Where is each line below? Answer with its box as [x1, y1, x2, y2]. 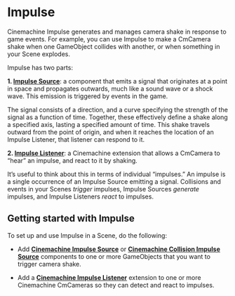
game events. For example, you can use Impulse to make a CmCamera [7, 34, 211, 43]
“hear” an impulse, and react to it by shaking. [7, 156, 138, 165]
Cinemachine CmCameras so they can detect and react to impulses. [17, 281, 215, 289]
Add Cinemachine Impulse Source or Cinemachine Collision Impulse [17, 245, 221, 253]
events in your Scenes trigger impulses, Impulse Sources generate [7, 184, 200, 193]
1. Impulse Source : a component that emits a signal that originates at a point [7, 76, 228, 85]
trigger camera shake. [17, 260, 82, 268]
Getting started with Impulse [7, 213, 135, 224]
